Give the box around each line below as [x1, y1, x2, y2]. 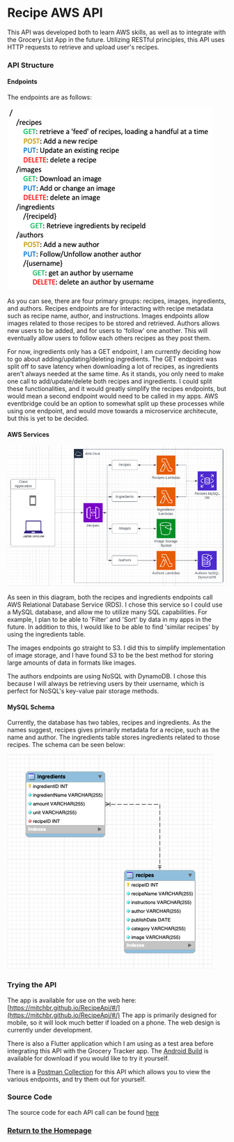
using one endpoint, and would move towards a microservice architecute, [7, 407, 218, 415]
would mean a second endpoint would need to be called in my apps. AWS [7, 392, 219, 401]
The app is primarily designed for [121, 1011, 217, 1019]
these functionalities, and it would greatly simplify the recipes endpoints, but [7, 385, 226, 393]
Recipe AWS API [7, 5, 103, 21]
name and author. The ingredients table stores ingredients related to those [7, 733, 221, 741]
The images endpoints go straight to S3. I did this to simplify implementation [7, 644, 226, 652]
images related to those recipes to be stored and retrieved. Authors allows [7, 319, 220, 327]
